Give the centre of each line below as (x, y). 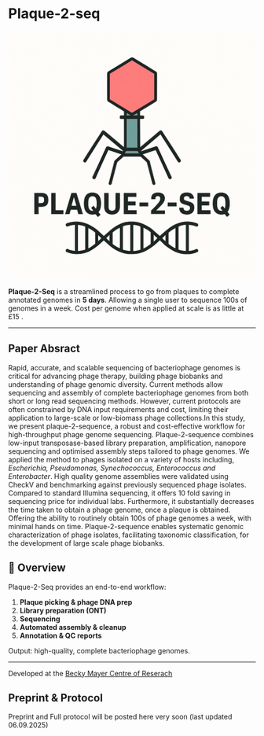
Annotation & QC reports (60, 635)
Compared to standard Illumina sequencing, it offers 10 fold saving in (119, 493)
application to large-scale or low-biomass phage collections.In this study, (127, 418)
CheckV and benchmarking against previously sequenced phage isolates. (127, 484)
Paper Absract (44, 349)
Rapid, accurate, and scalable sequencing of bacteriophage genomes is (125, 367)
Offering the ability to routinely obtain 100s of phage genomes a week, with (130, 518)
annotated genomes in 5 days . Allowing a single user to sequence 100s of (128, 300)
